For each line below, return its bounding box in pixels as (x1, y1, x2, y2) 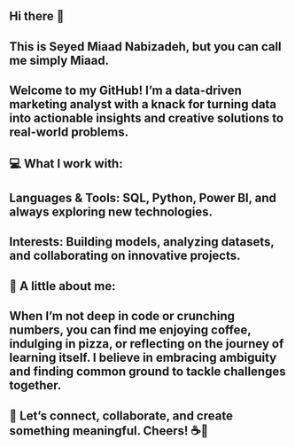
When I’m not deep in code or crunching (9, 309, 236, 324)
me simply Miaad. (9, 52, 109, 67)
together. (9, 378, 62, 393)
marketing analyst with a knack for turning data (9, 97, 277, 112)
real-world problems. (9, 125, 129, 140)
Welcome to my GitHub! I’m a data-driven (9, 83, 242, 98)
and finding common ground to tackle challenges (9, 365, 286, 380)
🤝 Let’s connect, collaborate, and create (9, 408, 233, 423)
